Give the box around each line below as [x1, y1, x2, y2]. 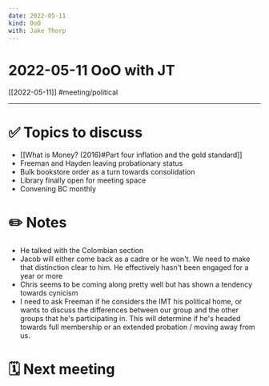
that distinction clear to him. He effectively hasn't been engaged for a [19, 263, 249, 272]
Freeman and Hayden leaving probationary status [19, 159, 183, 168]
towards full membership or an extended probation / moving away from [19, 322, 255, 332]
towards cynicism [19, 288, 78, 298]
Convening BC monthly [19, 184, 97, 194]
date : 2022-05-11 [8, 11, 66, 20]
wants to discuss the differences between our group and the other [19, 305, 239, 315]
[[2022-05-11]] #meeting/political [8, 87, 118, 97]
